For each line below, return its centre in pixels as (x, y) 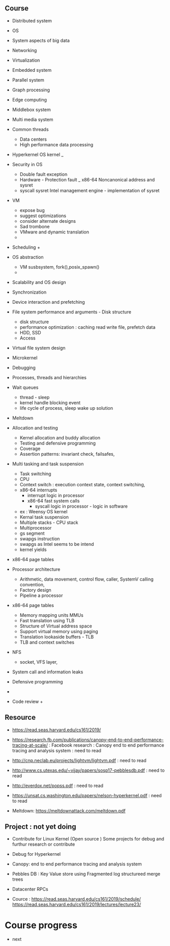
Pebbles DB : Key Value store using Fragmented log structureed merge (86, 874)
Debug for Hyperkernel (36, 854)
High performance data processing (56, 144)
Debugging (24, 367)
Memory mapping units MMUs (51, 615)
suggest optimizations (43, 216)
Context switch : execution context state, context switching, (82, 484)
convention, (32, 584)
